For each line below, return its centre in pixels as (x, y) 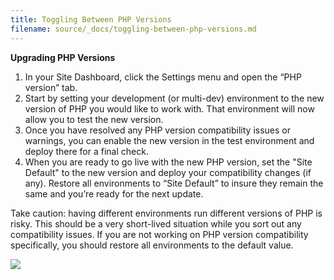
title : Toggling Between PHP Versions (91, 19)
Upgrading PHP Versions (63, 57)
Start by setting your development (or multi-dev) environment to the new (174, 98)
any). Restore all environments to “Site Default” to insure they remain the (174, 183)
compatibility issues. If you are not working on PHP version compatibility (159, 234)
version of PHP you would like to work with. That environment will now (169, 108)
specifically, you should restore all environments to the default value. (152, 245)
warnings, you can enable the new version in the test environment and (169, 140)
